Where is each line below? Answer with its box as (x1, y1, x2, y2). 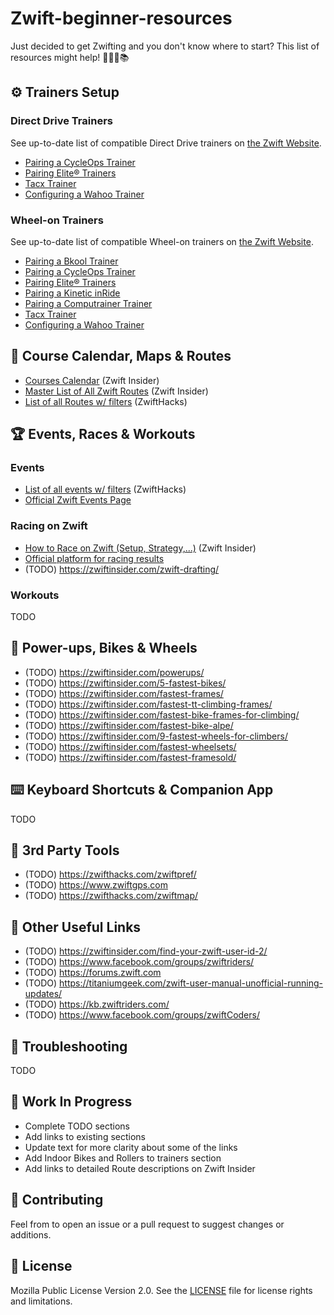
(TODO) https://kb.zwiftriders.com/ (24, 998, 170, 1011)
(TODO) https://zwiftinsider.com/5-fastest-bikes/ (24, 677, 227, 689)
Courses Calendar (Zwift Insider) (24, 374, 160, 386)
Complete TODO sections (24, 1120, 130, 1132)
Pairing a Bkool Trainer (24, 255, 119, 267)
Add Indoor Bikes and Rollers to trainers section (24, 1152, 222, 1164)
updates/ (24, 988, 63, 1000)
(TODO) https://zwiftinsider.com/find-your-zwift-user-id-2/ (24, 945, 268, 957)
